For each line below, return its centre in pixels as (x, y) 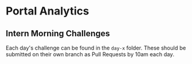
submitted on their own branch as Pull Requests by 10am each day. (90, 54)
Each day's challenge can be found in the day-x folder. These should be (96, 48)
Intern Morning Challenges (58, 34)
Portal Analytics (47, 11)
